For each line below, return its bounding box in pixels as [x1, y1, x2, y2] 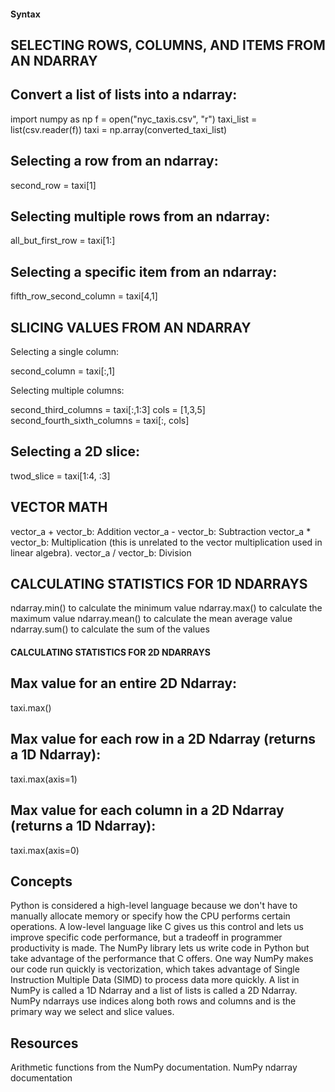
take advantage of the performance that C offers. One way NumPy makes [10, 953, 314, 965]
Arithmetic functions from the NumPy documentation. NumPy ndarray [10, 1061, 298, 1074]
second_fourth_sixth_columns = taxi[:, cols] [10, 415, 190, 427]
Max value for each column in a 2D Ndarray [10, 802, 285, 819]
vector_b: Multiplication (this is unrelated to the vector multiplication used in [10, 536, 323, 548]
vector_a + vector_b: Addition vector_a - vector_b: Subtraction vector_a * [10, 525, 312, 537]
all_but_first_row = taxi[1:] [10, 235, 116, 247]
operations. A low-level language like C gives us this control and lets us [10, 921, 304, 933]
